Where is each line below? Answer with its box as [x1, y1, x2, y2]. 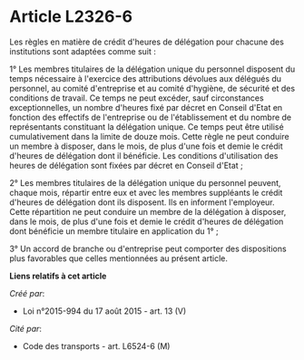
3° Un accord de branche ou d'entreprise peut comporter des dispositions [9, 243, 288, 254]
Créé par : [9, 287, 45, 298]
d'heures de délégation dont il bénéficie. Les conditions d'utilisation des [9, 150, 279, 161]
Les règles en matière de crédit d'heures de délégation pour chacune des [9, 36, 284, 47]
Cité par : [9, 323, 43, 334]
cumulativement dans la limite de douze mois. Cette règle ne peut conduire [9, 131, 289, 141]
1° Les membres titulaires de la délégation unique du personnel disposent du [9, 63, 296, 74]
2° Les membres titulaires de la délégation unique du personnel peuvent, [9, 177, 281, 188]
